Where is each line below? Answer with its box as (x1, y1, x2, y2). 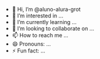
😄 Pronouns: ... (12, 40, 52, 48)
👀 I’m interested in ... (12, 12, 64, 19)
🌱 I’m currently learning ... (12, 19, 77, 25)
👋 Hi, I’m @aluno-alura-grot (12, 6, 81, 13)
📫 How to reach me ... (12, 32, 68, 39)
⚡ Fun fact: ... (12, 47, 45, 54)
